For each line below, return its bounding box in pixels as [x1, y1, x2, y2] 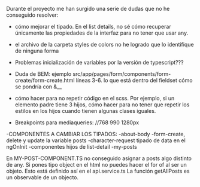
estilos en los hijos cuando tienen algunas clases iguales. [14, 108, 156, 114]
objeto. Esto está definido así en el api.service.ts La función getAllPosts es [6, 167, 190, 174]
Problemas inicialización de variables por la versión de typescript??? [14, 59, 184, 66]
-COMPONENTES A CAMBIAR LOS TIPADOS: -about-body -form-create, [6, 131, 186, 137]
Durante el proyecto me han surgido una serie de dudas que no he [6, 5, 170, 12]
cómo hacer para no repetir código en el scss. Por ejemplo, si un [14, 95, 175, 102]
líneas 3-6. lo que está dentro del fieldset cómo [75, 77, 193, 84]
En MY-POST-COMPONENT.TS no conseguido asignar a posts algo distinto [6, 155, 192, 162]
